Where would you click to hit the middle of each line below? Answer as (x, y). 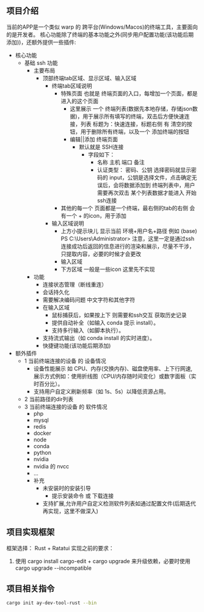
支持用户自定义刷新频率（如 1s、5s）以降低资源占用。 (101, 391)
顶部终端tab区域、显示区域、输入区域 (89, 78)
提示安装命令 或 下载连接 (83, 496)
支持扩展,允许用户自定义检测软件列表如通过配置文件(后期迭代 (119, 503)
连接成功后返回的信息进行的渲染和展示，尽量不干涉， (128, 246)
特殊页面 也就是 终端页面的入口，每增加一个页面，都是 (129, 93)
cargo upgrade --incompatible (53, 568)
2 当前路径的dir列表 (49, 399)
